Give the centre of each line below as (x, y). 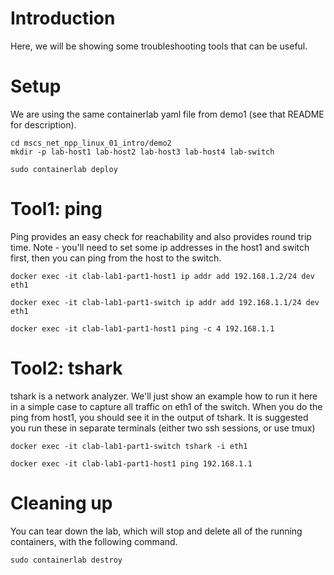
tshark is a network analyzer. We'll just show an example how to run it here (164, 396)
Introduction (63, 18)
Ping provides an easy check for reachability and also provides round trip (161, 236)
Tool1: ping (56, 209)
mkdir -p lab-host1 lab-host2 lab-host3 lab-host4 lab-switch (142, 152)
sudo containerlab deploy (64, 169)
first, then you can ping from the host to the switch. (116, 258)
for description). (43, 124)
